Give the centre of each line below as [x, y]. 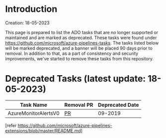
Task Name [33, 105]
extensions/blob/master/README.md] [44, 131]
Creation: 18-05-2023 [27, 23]
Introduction [31, 9]
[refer [11, 125]
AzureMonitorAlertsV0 [34, 113]
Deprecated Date [118, 105]
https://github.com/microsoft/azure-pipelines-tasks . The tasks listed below [82, 43]
